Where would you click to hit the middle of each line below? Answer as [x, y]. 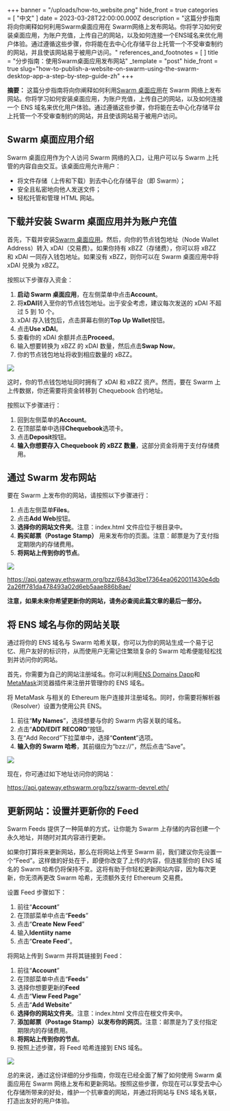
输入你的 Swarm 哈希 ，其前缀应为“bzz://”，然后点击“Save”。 [103, 746]
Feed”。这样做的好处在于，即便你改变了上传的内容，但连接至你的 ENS [115, 860]
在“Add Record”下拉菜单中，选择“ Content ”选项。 [87, 738]
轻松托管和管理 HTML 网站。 [57, 198]
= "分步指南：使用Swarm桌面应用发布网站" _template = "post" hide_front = [113, 61]
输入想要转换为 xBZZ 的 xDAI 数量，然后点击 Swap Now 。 [98, 345]
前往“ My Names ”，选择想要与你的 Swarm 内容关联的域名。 [101, 721]
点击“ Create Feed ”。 [47, 941]
